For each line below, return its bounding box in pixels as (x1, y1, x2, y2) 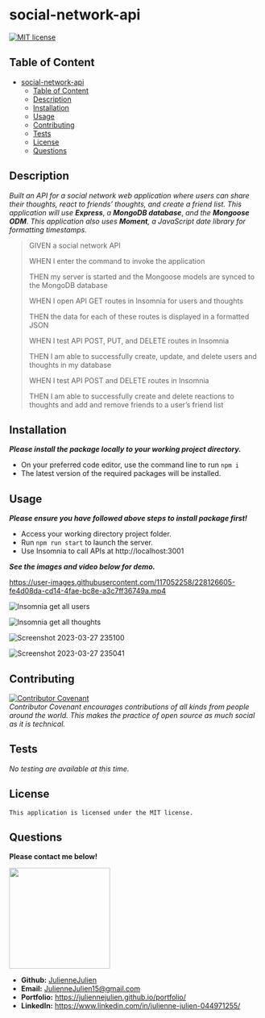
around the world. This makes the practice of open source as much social (9, 711, 255, 720)
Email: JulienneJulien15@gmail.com (20, 984, 140, 994)
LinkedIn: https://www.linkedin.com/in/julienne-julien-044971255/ (20, 1001, 241, 1011)
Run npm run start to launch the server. (20, 538, 154, 548)
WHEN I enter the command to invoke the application (28, 256, 205, 265)
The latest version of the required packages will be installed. (20, 469, 222, 478)
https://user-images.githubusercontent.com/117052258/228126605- (9, 578, 236, 587)
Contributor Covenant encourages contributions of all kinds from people (9, 702, 250, 711)
